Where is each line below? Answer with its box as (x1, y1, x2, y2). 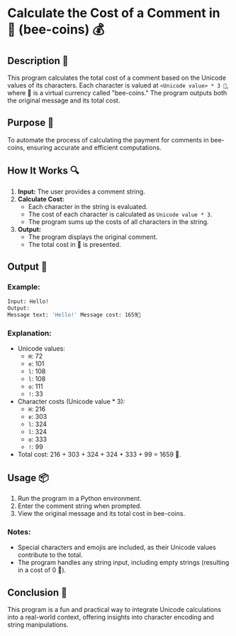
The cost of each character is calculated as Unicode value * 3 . (28, 210, 213, 218)
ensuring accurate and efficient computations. (26, 143, 162, 152)
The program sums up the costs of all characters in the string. (28, 217, 209, 226)
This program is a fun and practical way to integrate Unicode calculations (7, 605, 222, 614)
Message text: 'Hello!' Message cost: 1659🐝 (7, 312, 141, 319)
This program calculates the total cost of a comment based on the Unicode (7, 73, 227, 82)
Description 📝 (7, 55, 69, 67)
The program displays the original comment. (28, 233, 158, 241)
